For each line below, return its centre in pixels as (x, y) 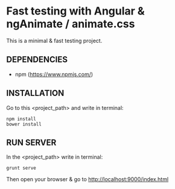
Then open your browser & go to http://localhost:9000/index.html (87, 179)
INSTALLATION (35, 93)
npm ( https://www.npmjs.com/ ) (54, 74)
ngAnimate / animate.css (71, 24)
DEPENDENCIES (37, 59)
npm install (21, 119)
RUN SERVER (31, 142)
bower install (24, 124)
